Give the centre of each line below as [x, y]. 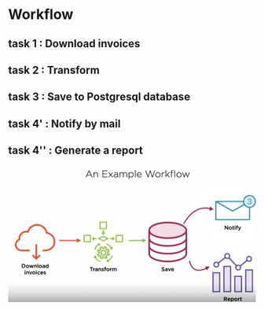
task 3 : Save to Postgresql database [99, 97]
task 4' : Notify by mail [64, 124]
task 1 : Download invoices [74, 44]
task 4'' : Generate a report [76, 151]
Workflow [41, 15]
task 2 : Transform [54, 70]
